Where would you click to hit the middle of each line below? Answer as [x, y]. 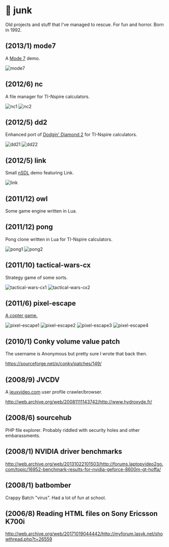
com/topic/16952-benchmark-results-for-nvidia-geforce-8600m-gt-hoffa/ [83, 469]
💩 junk [19, 10]
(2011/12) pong [29, 227]
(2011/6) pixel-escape [41, 304]
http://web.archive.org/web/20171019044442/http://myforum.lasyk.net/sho [84, 534]
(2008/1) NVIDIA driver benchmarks [64, 451]
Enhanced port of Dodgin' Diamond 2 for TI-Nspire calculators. [71, 135]
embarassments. [23, 435]
